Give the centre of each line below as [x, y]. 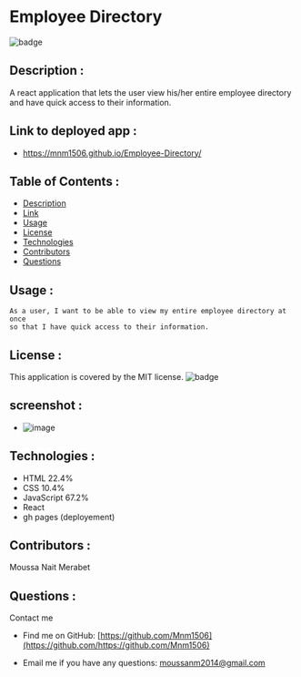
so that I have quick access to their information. [109, 327]
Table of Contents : [65, 181]
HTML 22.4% [48, 478]
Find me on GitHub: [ [61, 636]
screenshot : [46, 406]
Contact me [31, 618]
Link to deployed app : [73, 131]
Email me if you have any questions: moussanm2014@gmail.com [144, 663]
